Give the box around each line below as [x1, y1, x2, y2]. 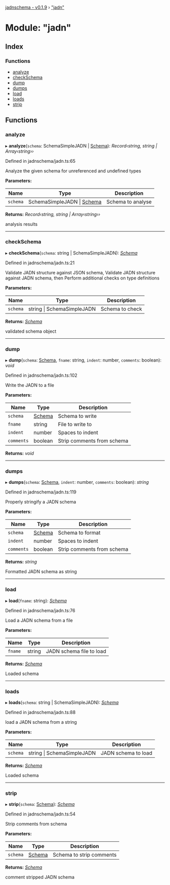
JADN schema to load [100, 750, 153, 757]
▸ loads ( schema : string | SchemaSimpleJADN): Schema [5, 699, 119, 705]
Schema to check [100, 305, 143, 312]
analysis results [5, 221, 38, 227]
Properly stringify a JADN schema [5, 499, 76, 505]
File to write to [58, 421, 92, 428]
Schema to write [58, 413, 97, 420]
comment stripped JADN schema [5, 874, 75, 880]
